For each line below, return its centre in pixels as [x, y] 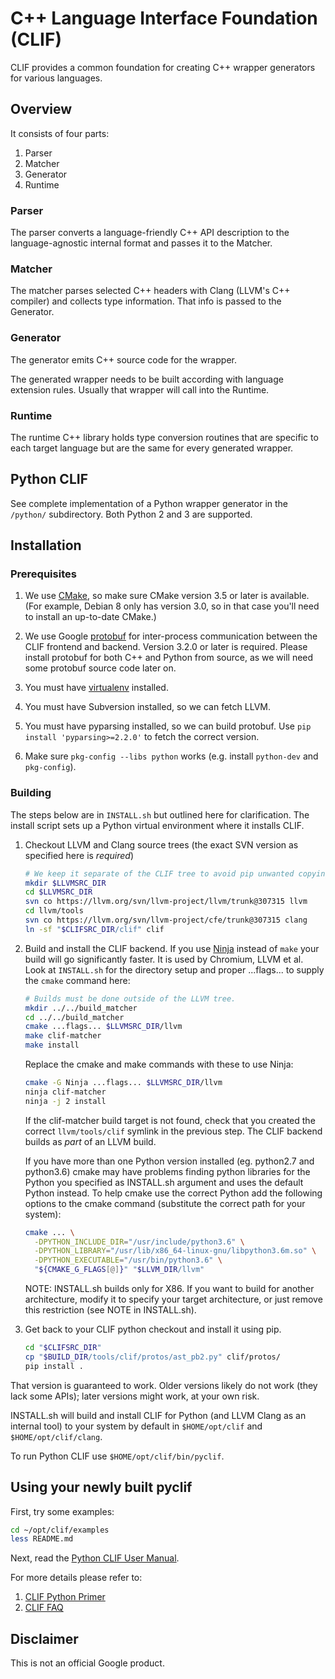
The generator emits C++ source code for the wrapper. [123, 359]
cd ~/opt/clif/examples [60, 1530]
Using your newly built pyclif [101, 1487]
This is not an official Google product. [87, 1663]
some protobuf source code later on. [100, 668]
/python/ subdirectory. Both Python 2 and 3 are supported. [131, 514]
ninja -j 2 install [65, 1101]
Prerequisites [43, 574]
